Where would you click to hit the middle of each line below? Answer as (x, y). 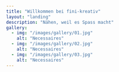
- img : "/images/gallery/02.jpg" (52, 44)
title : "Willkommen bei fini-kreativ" (53, 11)
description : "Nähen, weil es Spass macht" (60, 22)
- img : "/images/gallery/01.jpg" (52, 33)
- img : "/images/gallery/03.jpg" (52, 55)
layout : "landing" (28, 17)
